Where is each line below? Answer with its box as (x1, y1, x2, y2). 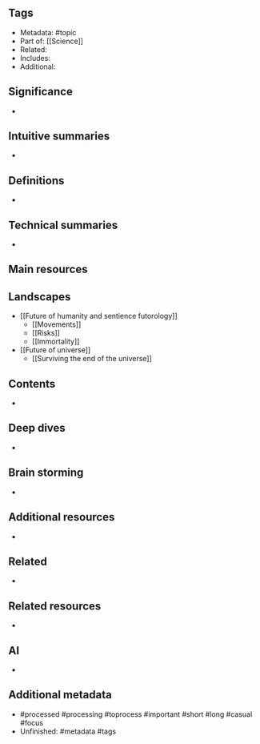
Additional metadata (8, 688, 112, 702)
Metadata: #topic (19, 27, 77, 37)
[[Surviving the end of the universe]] (31, 354, 152, 364)
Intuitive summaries (8, 130, 110, 143)
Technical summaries (8, 218, 118, 231)
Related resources (8, 599, 102, 613)
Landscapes (8, 290, 71, 304)
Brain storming (8, 466, 84, 480)
